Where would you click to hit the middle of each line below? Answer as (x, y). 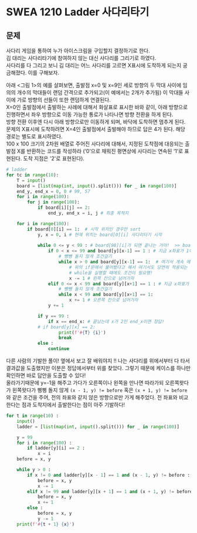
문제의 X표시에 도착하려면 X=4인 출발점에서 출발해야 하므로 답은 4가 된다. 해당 (96, 129)
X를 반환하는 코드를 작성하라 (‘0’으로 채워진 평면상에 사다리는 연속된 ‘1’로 (100, 151)
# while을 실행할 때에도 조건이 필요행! (111, 273)
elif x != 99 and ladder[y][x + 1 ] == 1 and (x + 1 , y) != (101, 491)
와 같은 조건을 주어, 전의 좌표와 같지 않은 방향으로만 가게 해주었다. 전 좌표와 (92, 397)
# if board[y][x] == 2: (66, 327)
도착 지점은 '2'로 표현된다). (54, 158)
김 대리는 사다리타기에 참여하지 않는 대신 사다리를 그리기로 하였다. (81, 58)
